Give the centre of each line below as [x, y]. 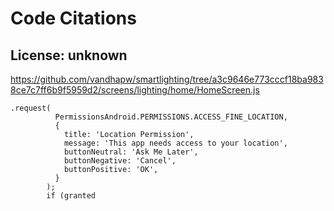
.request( [31, 108]
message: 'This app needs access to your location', [175, 143]
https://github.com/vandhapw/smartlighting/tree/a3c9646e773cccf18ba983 [167, 79]
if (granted [71, 196]
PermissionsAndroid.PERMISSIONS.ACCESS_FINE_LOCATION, [171, 117]
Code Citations [73, 18]
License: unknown [69, 55]
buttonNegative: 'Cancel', [120, 161]
